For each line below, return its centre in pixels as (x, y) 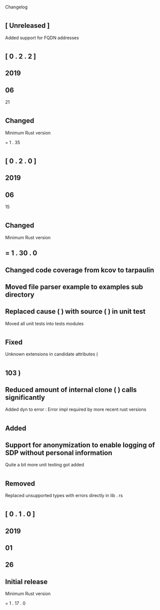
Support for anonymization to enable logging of (80, 445)
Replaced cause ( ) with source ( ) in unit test (75, 311)
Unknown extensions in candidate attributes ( (52, 354)
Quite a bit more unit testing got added (45, 465)
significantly (25, 397)
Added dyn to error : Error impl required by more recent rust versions (76, 410)
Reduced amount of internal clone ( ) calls (71, 390)
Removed (20, 483)
